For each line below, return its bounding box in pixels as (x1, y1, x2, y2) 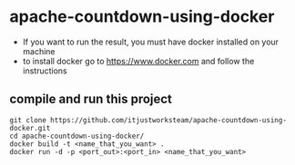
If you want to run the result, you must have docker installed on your (22, 36, 280, 47)
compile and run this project (9, 92, 173, 107)
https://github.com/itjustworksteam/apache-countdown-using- (49, 115, 287, 124)
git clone (9, 115, 47, 124)
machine (22, 45, 56, 56)
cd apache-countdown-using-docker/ (9, 131, 145, 141)
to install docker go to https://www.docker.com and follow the (22, 55, 255, 66)
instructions (22, 65, 68, 76)
